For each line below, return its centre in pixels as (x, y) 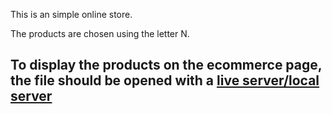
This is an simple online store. (71, 14)
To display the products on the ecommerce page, (166, 65)
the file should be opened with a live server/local (165, 80)
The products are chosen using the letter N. (100, 33)
